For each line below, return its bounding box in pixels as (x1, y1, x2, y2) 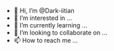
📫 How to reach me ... (13, 37, 78, 44)
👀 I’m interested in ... (13, 14, 73, 22)
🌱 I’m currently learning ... (13, 21, 88, 29)
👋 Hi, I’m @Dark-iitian (13, 7, 75, 14)
